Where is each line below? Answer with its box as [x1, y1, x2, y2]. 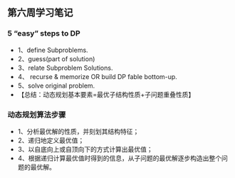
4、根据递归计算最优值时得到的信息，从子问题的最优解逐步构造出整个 [17, 154, 222, 162]
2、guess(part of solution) [17, 54, 95, 63]
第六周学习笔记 [7, 6, 73, 19]
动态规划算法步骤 [7, 110, 66, 120]
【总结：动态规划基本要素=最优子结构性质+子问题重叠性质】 [17, 90, 195, 98]
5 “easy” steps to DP [7, 28, 80, 38]
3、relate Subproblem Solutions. [17, 63, 113, 72]
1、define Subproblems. [17, 46, 88, 54]
